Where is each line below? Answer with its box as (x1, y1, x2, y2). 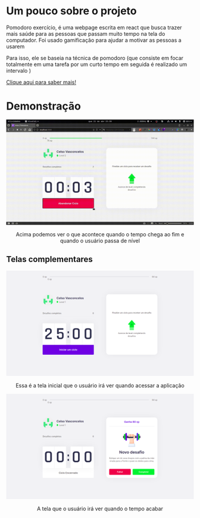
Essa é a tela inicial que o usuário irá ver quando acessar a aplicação (15, 382, 185, 389)
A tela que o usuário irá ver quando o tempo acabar (36, 505, 164, 512)
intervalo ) (6, 67, 32, 74)
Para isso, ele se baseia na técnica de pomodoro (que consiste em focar (6, 54, 183, 61)
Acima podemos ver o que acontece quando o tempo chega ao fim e (15, 230, 185, 238)
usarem (6, 43, 25, 50)
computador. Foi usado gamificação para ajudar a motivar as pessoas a (6, 36, 182, 43)
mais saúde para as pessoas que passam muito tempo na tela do (6, 30, 165, 37)
